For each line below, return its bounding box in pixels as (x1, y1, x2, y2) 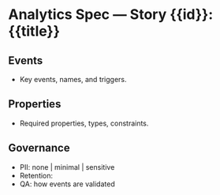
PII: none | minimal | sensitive (19, 162, 115, 171)
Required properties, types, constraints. (19, 118, 149, 128)
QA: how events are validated (19, 179, 116, 189)
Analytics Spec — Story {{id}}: (8, 6, 214, 24)
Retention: (19, 171, 54, 180)
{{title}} (8, 22, 61, 40)
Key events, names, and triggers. (19, 75, 128, 84)
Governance (8, 141, 70, 155)
